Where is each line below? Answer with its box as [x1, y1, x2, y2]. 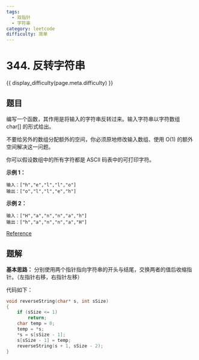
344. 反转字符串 [6, 59, 86, 73]
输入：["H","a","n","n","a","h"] [6, 213, 87, 219]
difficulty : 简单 [6, 31, 48, 37]
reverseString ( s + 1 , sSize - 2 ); [17, 343, 103, 349]
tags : [6, 8, 20, 15]
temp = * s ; [17, 326, 44, 332]
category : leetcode [6, 25, 55, 32]
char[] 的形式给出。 [6, 123, 55, 130]
